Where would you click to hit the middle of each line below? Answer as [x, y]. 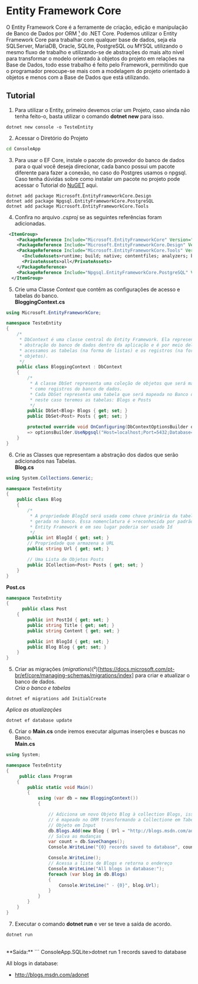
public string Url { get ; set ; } [68, 549]
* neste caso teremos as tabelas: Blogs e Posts [90, 400]
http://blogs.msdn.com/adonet [52, 975]
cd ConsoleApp [24, 148]
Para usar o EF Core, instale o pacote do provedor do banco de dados [100, 160]
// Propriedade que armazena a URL [71, 543]
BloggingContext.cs [40, 302]
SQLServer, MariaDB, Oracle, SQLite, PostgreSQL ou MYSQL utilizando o [94, 46]
